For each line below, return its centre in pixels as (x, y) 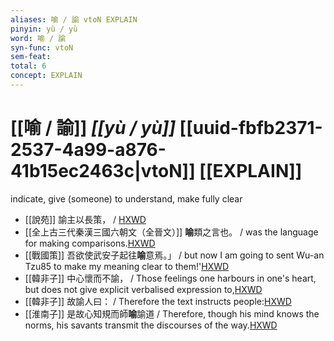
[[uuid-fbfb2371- (251, 128)
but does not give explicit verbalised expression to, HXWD (143, 289)
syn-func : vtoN (42, 47)
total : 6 (28, 66)
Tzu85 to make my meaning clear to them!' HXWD (127, 266)
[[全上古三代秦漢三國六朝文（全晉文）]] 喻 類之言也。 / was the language (171, 232)
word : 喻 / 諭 (38, 38)
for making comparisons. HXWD (90, 243)
